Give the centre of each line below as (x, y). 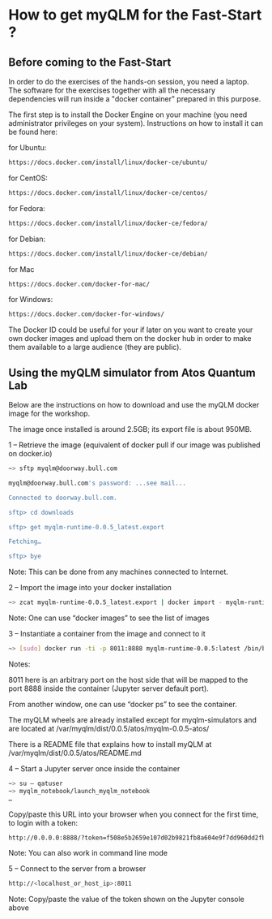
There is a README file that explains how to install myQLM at (110, 744)
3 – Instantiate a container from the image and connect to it (107, 634)
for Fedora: (27, 208)
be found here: (33, 132)
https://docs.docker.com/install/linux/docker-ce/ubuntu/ (108, 162)
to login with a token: (43, 822)
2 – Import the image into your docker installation (90, 588)
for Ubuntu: (28, 147)
